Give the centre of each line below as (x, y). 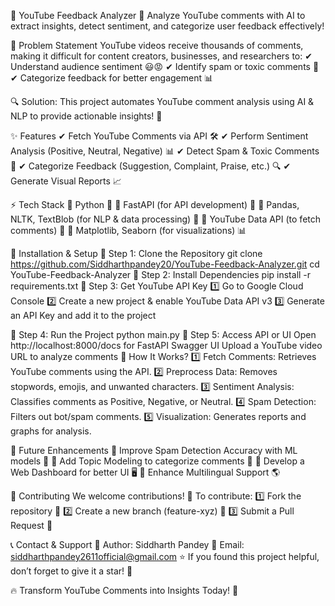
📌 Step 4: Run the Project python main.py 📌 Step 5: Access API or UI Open (163, 334)
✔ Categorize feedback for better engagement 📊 (112, 78)
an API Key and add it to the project (83, 315)
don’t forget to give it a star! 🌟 (71, 571)
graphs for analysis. (51, 431)
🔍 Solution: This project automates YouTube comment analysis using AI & (162, 101)
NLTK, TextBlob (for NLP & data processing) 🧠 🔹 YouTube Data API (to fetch (166, 219)
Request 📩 (31, 525)
